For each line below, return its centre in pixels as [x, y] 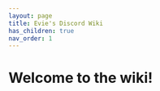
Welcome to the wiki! [80, 78]
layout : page [30, 16]
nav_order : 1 [30, 38]
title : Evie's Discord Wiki [56, 23]
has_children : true [41, 31]
